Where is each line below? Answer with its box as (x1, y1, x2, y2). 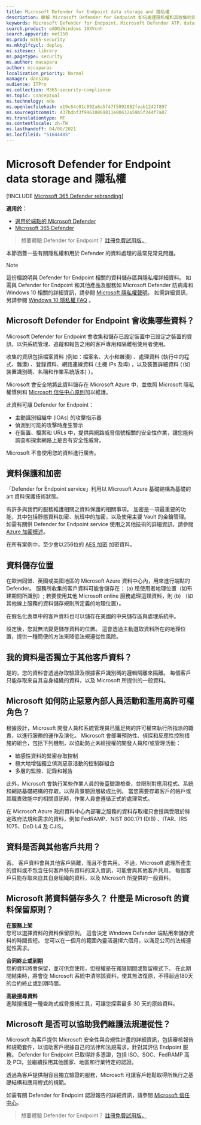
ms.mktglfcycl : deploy (6, 43, 63, 49)
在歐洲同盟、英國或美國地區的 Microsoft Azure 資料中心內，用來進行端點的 (6, 577, 190, 584)
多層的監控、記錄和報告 (14, 767, 73, 774)
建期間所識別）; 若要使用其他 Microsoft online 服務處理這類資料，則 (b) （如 (6, 592, 193, 599)
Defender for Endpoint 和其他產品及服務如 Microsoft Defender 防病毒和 (17, 281, 193, 288)
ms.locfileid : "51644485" (6, 132, 71, 138)
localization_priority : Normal (6, 70, 84, 76)
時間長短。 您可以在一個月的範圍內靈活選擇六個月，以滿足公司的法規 (16, 936, 186, 944)
